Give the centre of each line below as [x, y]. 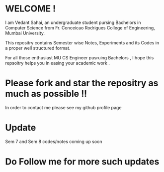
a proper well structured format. [38, 48]
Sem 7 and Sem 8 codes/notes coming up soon [54, 141]
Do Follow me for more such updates [82, 162]
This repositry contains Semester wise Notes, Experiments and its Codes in [82, 42]
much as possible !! [46, 94]
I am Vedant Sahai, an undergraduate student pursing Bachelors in [73, 22]
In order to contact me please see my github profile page [63, 107]
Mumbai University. [25, 33]
